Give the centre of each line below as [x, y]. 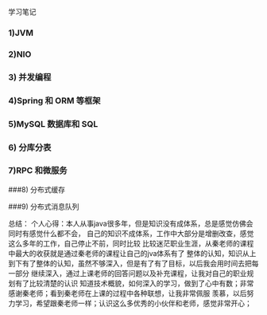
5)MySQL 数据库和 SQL [53, 124]
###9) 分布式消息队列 [44, 207]
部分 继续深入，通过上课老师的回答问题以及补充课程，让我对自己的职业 [131, 273]
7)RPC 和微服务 [38, 171]
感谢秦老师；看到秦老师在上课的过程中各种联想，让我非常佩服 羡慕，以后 [128, 293]
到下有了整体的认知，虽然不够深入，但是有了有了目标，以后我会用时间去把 [130, 263]
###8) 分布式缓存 [37, 189]
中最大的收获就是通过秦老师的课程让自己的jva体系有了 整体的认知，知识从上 [132, 253]
